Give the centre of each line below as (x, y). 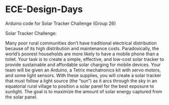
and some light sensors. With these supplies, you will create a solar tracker (83, 75)
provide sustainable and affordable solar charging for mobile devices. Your (83, 64)
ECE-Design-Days (44, 9)
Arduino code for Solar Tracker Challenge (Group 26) (61, 23)
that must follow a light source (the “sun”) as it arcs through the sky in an (81, 81)
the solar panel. (22, 97)
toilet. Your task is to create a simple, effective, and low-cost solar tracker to (85, 59)
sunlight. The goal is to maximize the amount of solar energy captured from (84, 91)
